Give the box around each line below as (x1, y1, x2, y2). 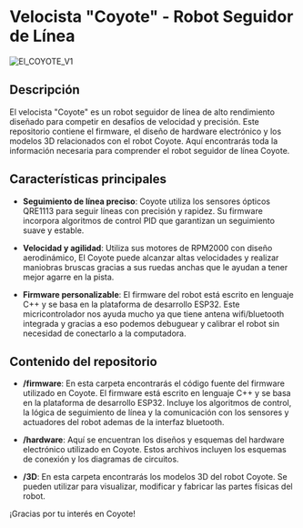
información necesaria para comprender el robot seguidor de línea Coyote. (9, 145, 290, 156)
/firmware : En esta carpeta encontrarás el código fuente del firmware (22, 378, 285, 389)
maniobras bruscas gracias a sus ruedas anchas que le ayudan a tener (22, 261, 288, 272)
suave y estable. (22, 225, 85, 236)
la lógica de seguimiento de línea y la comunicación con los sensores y (22, 407, 289, 418)
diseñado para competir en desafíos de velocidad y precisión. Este (9, 116, 259, 127)
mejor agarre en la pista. (22, 271, 115, 282)
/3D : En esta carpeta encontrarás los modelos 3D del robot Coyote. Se (22, 472, 288, 482)
